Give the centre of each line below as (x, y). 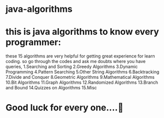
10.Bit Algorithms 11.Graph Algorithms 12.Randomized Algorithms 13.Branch (82, 82)
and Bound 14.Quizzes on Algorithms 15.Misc (51, 88)
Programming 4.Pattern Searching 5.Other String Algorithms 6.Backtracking (82, 72)
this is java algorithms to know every (82, 32)
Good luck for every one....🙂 (65, 108)
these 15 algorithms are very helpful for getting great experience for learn (80, 56)
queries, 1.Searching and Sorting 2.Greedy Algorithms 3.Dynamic (72, 67)
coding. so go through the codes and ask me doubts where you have (76, 61)
